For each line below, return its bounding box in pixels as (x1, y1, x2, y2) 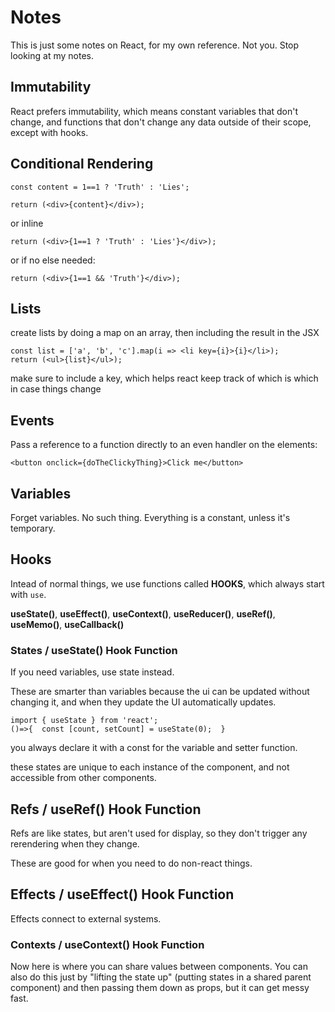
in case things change (10, 383, 102, 395)
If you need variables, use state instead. (10, 666, 175, 678)
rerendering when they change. (10, 837, 140, 850)
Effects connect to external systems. (10, 912, 162, 925)
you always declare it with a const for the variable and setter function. (10, 742, 298, 754)
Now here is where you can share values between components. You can (10, 961, 309, 973)
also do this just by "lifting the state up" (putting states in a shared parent (10, 971, 312, 983)
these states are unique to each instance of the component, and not (10, 761, 290, 773)
